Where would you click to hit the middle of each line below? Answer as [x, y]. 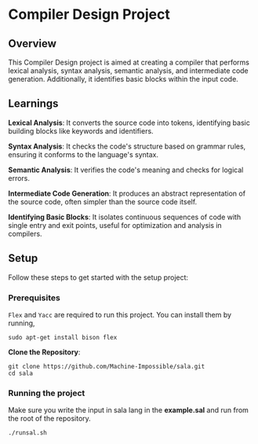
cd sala [21, 373]
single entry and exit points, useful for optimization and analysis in [115, 225]
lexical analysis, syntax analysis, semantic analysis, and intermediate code [128, 71]
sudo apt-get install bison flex [63, 337]
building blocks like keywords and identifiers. [81, 130]
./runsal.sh [27, 433]
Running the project [47, 393]
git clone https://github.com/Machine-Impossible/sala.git [107, 366]
